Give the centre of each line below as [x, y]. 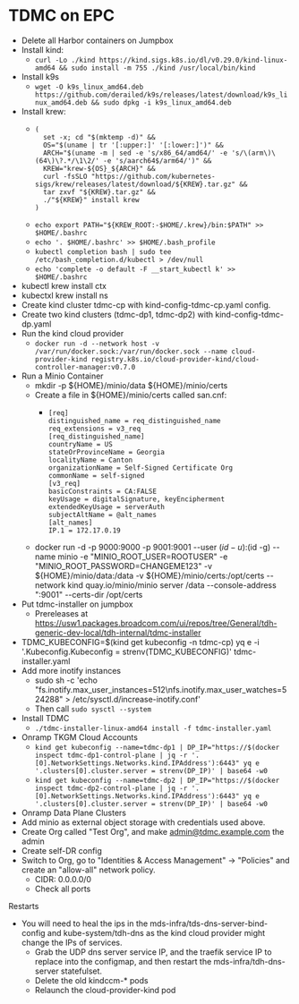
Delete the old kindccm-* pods [91, 980]
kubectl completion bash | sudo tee [103, 251]
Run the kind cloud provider [73, 333]
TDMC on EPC [62, 16]
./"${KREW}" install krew [91, 200]
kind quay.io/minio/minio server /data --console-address [172, 585]
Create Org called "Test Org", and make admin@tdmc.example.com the [153, 831]
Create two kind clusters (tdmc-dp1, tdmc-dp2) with [117, 314]
